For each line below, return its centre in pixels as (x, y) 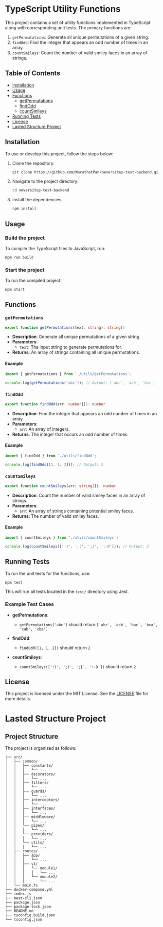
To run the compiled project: (33, 281)
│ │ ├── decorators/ (30, 774)
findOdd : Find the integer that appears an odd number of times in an (80, 42)
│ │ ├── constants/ (29, 766)
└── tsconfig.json (24, 920)
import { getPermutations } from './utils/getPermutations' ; (68, 374)
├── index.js (18, 894)
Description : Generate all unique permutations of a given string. (76, 337)
